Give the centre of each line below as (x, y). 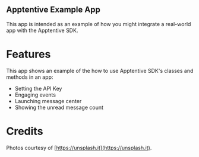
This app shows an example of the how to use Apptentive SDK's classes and (100, 71)
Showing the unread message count (59, 107)
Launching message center (48, 101)
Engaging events (35, 95)
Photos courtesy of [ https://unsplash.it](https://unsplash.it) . (79, 148)
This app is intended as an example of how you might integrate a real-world (99, 24)
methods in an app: (30, 77)
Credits (25, 131)
